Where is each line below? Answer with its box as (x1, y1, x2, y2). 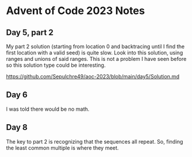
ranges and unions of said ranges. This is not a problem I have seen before (6, 56, 187, 62)
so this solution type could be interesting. (6, 62, 106, 69)
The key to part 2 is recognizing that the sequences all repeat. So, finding (6, 138, 183, 145)
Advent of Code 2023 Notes (6, 4, 145, 18)
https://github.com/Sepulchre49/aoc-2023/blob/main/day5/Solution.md (6, 73, 180, 80)
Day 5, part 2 (6, 28, 54, 37)
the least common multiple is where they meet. (6, 144, 119, 151)
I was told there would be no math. (6, 105, 90, 112)
